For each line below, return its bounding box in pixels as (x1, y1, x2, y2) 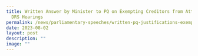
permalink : (6, 19, 33, 25)
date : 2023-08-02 (6, 24, 49, 31)
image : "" (6, 41, 31, 47)
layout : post (6, 30, 38, 36)
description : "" (6, 36, 46, 41)
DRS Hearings (11, 14, 44, 20)
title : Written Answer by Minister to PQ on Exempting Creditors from (6, 8, 183, 15)
